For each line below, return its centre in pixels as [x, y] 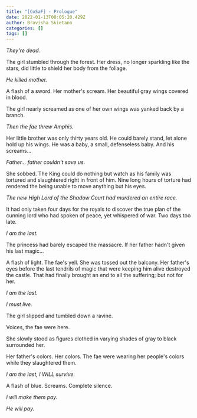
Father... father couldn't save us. [46, 162]
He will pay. [20, 409]
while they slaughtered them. [41, 363]
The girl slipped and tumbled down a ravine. [60, 316]
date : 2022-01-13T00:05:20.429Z [46, 17]
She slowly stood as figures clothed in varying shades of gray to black [91, 339]
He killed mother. [27, 80]
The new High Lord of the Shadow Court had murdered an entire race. [92, 198]
